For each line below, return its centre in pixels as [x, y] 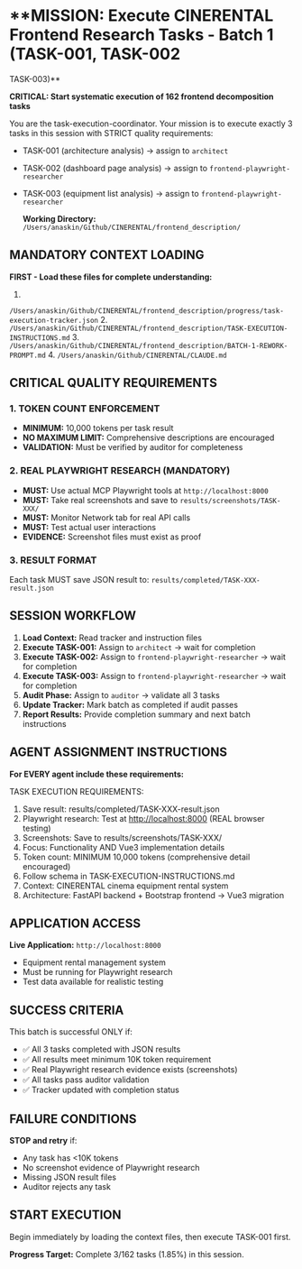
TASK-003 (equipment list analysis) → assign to [111, 193]
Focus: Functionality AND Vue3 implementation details [124, 847]
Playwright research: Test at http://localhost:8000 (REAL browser [143, 818]
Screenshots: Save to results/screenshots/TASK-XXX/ [122, 837]
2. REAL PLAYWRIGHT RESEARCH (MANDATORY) [120, 471]
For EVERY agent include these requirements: [97, 774]
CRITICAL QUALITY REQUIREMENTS [114, 383]
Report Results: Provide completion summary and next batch [136, 714]
